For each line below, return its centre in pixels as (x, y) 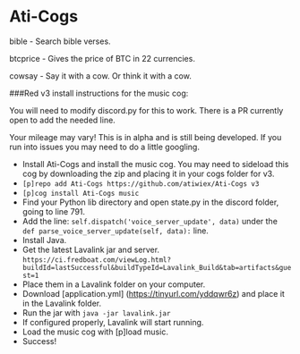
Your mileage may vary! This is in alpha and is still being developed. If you (146, 137)
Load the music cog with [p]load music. (95, 332)
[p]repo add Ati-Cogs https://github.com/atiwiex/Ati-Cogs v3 (141, 184)
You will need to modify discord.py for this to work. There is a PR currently (146, 110)
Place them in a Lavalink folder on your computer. (114, 284)
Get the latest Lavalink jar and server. (90, 249)
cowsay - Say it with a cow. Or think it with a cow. (101, 76)
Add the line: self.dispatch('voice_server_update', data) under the (150, 221)
